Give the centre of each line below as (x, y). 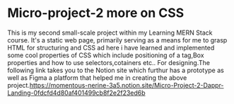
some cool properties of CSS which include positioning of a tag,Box (106, 55)
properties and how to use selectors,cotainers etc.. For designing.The (109, 62)
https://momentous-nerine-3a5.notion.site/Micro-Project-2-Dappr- (127, 85)
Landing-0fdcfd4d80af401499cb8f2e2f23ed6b (77, 93)
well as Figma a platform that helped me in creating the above (97, 77)
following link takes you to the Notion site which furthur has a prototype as (116, 70)
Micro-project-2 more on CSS (96, 13)
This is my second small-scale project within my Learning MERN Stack (110, 33)
